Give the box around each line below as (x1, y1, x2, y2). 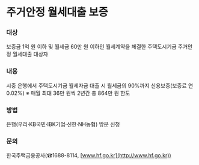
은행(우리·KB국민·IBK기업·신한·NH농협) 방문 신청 (6, 121, 120, 128)
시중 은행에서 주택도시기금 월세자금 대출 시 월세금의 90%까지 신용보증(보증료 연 (6, 82, 194, 89)
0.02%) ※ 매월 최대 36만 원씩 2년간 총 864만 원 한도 (6, 89, 130, 97)
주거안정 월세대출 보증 (6, 5, 108, 19)
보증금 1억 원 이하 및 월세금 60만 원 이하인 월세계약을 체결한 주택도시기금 (6, 43, 177, 50)
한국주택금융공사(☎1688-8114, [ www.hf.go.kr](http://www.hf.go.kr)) (6, 152, 171, 159)
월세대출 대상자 (12, 50, 48, 58)
